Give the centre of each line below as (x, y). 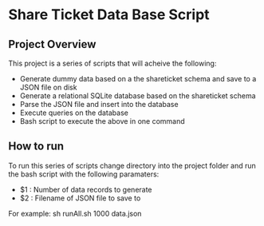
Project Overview (52, 44)
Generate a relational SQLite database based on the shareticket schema (138, 96)
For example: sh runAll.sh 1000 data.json (75, 213)
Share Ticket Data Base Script (109, 15)
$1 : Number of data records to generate (86, 189)
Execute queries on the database (74, 113)
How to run (36, 147)
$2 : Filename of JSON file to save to (80, 198)
